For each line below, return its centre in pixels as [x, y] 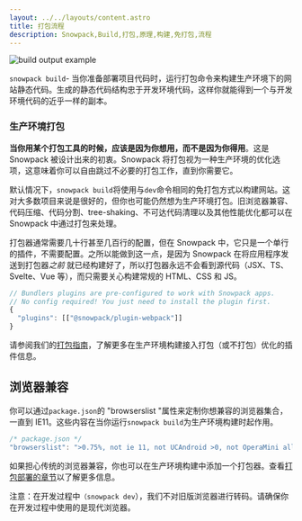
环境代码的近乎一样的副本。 [61, 101]
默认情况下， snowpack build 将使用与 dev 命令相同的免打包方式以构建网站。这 [150, 189]
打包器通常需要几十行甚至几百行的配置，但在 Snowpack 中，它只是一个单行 [149, 242]
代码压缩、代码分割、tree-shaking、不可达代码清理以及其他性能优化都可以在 [151, 211]
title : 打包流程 [37, 26]
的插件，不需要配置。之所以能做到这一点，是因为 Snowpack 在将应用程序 [145, 254]
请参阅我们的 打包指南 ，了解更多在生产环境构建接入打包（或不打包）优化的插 [151, 345]
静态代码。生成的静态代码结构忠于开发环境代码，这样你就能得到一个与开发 [155, 90]
